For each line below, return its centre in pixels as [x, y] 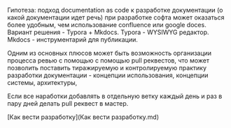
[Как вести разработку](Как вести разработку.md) [83, 117]
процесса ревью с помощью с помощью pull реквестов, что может [108, 61]
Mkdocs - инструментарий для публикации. [73, 40]
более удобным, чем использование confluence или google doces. [107, 25]
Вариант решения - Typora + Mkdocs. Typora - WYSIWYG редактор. [108, 32]
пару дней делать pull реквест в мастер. [68, 103]
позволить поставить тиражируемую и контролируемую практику [107, 68]
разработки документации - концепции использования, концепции [108, 75]
